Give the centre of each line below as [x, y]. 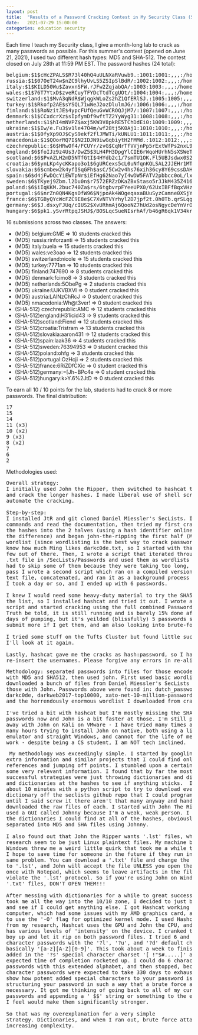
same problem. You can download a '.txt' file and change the [98, 860]
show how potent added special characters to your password [95, 979]
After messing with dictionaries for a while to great [87, 896]
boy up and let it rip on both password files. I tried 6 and [98, 937]
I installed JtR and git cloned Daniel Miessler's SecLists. [96, 519]
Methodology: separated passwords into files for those [88, 672]
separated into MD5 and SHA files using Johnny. [77, 825]
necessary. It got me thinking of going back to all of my [93, 990]
